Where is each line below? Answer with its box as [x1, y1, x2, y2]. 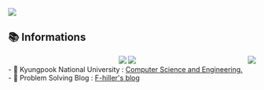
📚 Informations [8, 31, 86, 44]
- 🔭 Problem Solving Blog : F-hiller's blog [8, 73, 140, 82]
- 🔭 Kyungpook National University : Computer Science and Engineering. [8, 64, 244, 74]
